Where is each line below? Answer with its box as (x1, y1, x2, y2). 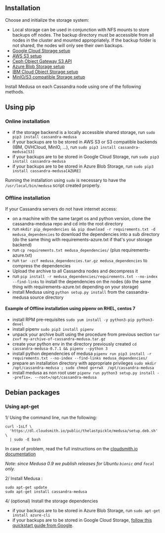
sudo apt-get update (5, 485, 48, 490)
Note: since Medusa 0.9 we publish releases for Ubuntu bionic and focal (5, 460, 155, 466)
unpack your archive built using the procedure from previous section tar (12, 331, 160, 337)
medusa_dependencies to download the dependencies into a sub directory (12, 231, 160, 237)
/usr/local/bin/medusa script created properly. (5, 182, 101, 188)
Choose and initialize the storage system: (5, 17, 89, 23)
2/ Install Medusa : (5, 475, 43, 481)
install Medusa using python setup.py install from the (12, 289, 125, 295)
